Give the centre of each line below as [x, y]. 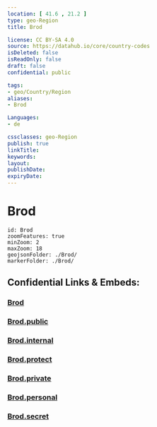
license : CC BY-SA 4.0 [41, 40]
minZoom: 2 [23, 242]
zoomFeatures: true [36, 236]
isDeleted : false [33, 53]
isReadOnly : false [34, 60]
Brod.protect [30, 359]
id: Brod [20, 230]
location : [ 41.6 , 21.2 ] [47, 14]
